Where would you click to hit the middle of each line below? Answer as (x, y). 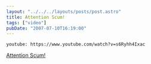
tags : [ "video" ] (26, 23)
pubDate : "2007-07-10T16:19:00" (46, 28)
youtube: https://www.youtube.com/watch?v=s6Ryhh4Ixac (76, 44)
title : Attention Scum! (36, 17)
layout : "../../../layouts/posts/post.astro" (64, 12)
